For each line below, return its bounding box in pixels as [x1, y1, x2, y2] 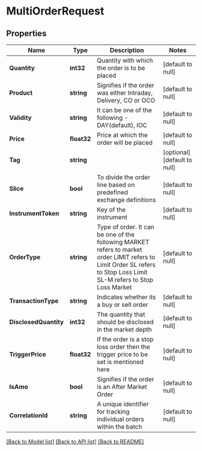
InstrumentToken [9, 209, 60, 218]
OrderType [9, 253, 41, 261]
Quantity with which [97, 56, 153, 65]
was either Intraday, [97, 89, 153, 97]
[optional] [162, 148, 191, 156]
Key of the [97, 206, 126, 213]
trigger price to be [97, 350, 148, 358]
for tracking [97, 408, 130, 415]
